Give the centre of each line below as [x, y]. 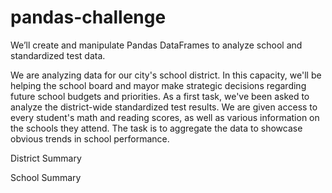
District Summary [46, 158]
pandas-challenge [88, 17]
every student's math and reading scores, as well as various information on [165, 117]
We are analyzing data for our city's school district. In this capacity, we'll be [166, 75]
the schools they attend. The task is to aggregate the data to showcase [156, 128]
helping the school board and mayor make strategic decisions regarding [158, 85]
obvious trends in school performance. [90, 138]
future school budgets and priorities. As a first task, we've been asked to [160, 96]
